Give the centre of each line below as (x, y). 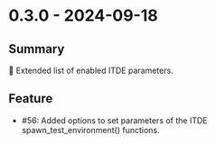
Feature (31, 99)
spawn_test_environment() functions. (90, 130)
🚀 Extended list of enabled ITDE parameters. (91, 70)
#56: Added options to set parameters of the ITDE (114, 120)
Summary (37, 49)
